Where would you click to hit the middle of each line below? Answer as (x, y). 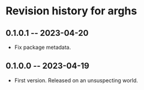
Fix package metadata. (43, 47)
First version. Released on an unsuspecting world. (76, 80)
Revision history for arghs (71, 11)
